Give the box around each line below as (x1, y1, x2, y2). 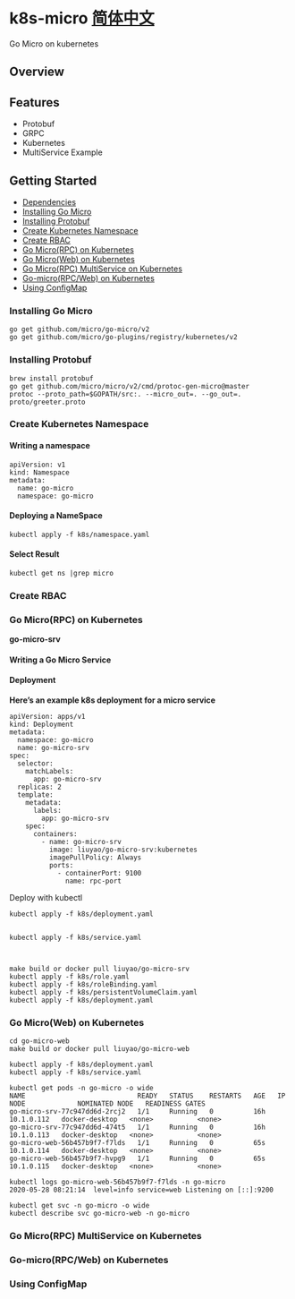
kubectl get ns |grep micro (9, 569, 114, 578)
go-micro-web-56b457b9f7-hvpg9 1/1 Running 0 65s (9, 1154, 266, 1164)
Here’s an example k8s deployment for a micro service (9, 695, 216, 705)
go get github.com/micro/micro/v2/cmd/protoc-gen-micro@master (9, 381, 250, 390)
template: (17, 791, 54, 799)
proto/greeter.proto (9, 397, 87, 406)
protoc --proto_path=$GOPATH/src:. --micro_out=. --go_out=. (9, 389, 242, 398)
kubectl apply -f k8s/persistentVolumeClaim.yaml (9, 988, 198, 997)
